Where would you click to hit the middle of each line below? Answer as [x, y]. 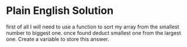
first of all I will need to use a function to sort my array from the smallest [93, 27]
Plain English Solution [60, 11]
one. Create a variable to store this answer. [58, 39]
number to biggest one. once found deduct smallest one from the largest [93, 32]
